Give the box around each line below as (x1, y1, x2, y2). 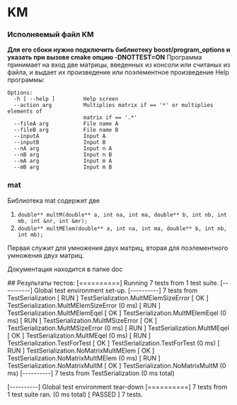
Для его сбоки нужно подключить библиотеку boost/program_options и (7, 45, 231, 54)
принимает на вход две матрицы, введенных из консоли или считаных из (7, 61, 231, 69)
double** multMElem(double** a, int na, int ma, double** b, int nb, (17, 224, 228, 232)
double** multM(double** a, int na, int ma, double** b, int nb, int (17, 211, 228, 218)
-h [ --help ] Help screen (13, 96, 119, 103)
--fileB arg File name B (13, 127, 119, 134)
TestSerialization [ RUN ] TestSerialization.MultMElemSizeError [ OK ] (7, 293, 209, 302)
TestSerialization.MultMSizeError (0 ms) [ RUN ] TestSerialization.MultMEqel (7, 324, 230, 332)
